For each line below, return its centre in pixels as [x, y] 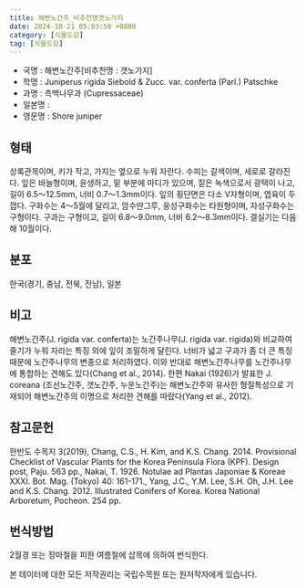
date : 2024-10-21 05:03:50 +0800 [73, 26]
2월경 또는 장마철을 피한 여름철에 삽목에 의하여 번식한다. [109, 555]
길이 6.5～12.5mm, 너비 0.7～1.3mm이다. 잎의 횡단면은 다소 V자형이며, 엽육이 [148, 194]
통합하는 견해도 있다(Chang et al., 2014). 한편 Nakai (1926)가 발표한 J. [146, 373]
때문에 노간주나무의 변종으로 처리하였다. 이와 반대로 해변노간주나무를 [131, 362]
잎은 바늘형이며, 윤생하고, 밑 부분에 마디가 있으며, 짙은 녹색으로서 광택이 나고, [158, 183]
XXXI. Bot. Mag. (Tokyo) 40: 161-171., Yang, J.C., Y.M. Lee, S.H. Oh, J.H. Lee [152, 481]
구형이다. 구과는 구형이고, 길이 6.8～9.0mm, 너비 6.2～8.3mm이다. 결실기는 [145, 217]
